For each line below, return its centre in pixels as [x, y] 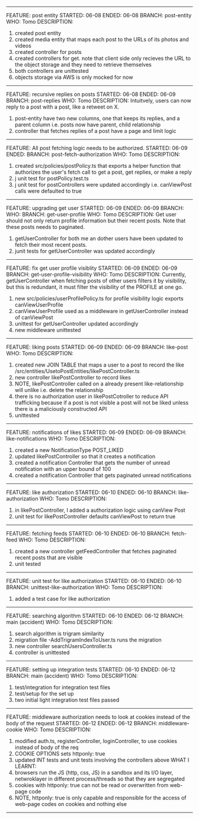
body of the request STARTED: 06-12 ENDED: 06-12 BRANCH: [82, 723]
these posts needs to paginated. [45, 227]
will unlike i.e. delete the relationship [59, 390]
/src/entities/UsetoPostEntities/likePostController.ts [77, 371]
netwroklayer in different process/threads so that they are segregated [100, 779]
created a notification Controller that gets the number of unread [92, 463]
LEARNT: [25, 766]
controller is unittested [42, 652]
